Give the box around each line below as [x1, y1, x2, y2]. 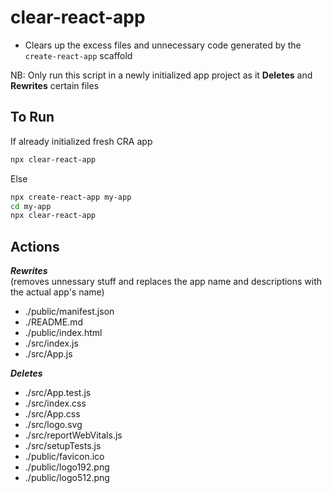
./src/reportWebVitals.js [24, 429, 123, 441]
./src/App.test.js [24, 387, 92, 399]
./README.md [24, 316, 83, 328]
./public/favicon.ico [24, 451, 105, 463]
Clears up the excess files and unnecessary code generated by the [24, 39, 302, 51]
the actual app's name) [10, 286, 105, 298]
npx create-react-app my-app [10, 192, 132, 202]
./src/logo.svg [24, 419, 83, 431]
